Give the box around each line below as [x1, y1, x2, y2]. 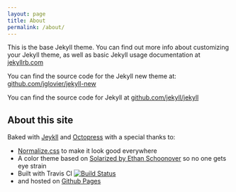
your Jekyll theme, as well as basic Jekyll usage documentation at [7, 50, 201, 59]
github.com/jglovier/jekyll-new [7, 80, 97, 88]
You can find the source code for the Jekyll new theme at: [7, 72, 177, 80]
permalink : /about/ [7, 23, 65, 31]
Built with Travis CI [17, 169, 73, 178]
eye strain [17, 161, 47, 171]
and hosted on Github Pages [17, 177, 101, 186]
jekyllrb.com [7, 58, 44, 67]
